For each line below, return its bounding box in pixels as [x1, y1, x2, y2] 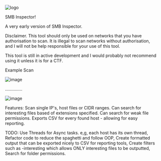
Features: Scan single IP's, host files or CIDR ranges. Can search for [5, 105, 142, 110]
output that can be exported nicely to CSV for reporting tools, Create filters [5, 140, 155, 146]
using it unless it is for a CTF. [5, 58, 63, 63]
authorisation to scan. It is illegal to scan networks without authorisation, [5, 38, 150, 44]
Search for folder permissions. [5, 151, 66, 156]
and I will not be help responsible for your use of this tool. [5, 43, 121, 49]
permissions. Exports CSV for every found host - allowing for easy [5, 115, 138, 121]
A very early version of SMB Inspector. [5, 23, 83, 29]
